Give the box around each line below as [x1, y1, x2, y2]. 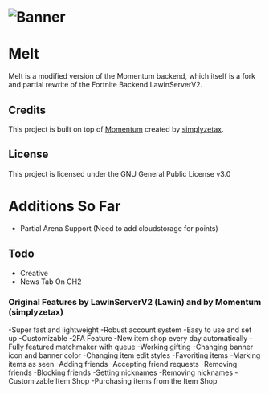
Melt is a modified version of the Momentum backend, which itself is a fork [8, 71, 255, 81]
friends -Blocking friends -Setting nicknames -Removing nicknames [8, 368, 234, 377]
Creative [19, 268, 48, 278]
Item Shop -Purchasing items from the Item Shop [55, 376, 218, 385]
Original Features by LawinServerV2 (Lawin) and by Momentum [8, 297, 262, 308]
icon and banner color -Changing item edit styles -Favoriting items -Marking [8, 350, 261, 360]
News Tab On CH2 [19, 277, 82, 286]
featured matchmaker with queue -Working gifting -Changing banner [25, 342, 254, 351]
